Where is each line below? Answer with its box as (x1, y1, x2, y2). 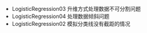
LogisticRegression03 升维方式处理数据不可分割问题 (11, 5, 141, 12)
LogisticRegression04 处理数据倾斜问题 (11, 13, 110, 20)
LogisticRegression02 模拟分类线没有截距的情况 (11, 20, 131, 27)
